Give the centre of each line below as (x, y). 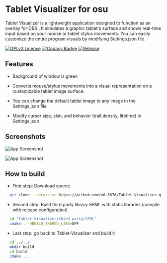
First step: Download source (41, 186)
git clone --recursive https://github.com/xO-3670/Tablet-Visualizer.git (87, 195)
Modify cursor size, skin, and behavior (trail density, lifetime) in (77, 116)
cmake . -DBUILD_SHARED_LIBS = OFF (44, 224)
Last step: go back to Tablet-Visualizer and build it (64, 233)
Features (19, 64)
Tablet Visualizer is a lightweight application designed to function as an (78, 23)
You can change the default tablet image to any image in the (74, 101)
